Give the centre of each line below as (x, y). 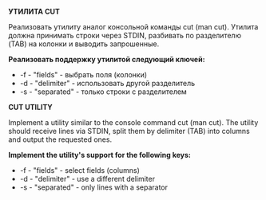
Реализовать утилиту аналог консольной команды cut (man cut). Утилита (133, 27)
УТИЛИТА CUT (34, 12)
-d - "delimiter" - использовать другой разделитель (107, 83)
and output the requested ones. (60, 139)
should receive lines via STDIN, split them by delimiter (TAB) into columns (129, 131)
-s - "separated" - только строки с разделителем (103, 92)
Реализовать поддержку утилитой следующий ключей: (107, 59)
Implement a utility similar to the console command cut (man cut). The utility (133, 122)
